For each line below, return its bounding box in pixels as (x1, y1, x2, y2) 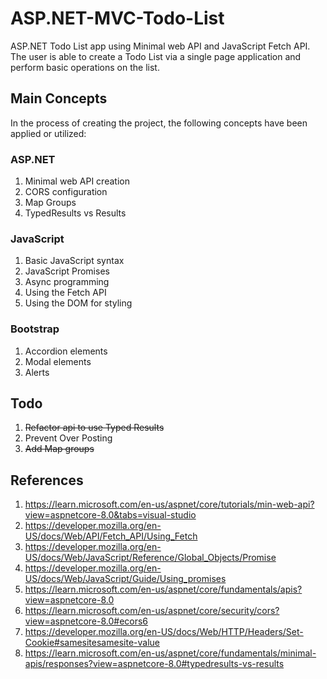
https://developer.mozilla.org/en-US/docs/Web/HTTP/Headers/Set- (24, 626, 304, 638)
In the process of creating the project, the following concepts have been (10, 117, 308, 129)
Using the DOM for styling (24, 297, 133, 309)
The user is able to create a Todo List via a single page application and (10, 50, 302, 62)
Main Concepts (10, 90, 108, 107)
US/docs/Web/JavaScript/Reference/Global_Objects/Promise (24, 552, 277, 564)
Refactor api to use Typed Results (24, 422, 165, 434)
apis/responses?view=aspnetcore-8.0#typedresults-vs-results (24, 658, 285, 670)
